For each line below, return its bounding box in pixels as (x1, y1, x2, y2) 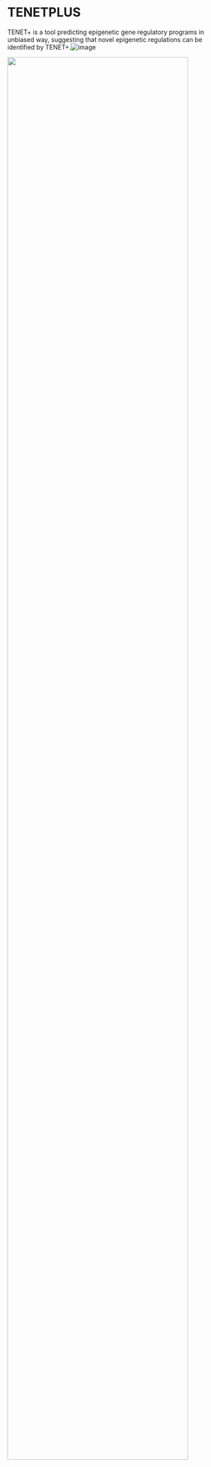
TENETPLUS (7, 4, 81, 21)
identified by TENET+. (7, 43, 72, 51)
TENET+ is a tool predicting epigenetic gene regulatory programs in (7, 28, 204, 36)
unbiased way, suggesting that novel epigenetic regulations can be (7, 35, 203, 43)
